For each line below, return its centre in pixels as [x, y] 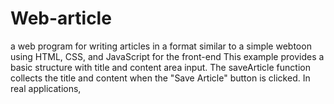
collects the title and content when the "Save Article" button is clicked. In [160, 78]
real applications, [46, 88]
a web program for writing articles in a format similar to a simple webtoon [161, 46]
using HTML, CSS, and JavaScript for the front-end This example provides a [167, 56]
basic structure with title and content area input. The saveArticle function [160, 67]
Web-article [61, 18]
